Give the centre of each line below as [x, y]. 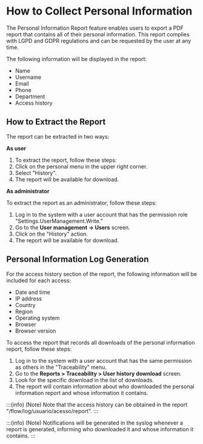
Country [25, 305]
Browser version [35, 331]
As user [16, 148]
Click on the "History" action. [51, 234]
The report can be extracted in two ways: [58, 136]
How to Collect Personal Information [99, 11]
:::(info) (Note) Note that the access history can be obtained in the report [97, 405]
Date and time [32, 292]
